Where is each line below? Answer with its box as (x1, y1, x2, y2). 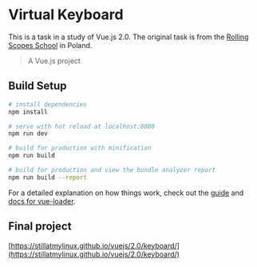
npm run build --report (8, 173, 88, 181)
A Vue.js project (27, 56, 81, 66)
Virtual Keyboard (8, 6, 124, 24)
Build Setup (8, 79, 67, 93)
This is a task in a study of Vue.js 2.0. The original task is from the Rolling (8, 32, 249, 42)
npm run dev (8, 130, 48, 137)
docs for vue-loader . (8, 196, 76, 205)
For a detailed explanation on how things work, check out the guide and (8, 188, 244, 197)
